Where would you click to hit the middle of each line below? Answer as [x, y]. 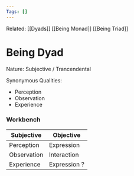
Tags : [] [17, 12]
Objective [67, 135]
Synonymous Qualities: [34, 80]
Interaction [64, 155]
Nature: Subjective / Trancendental [49, 69]
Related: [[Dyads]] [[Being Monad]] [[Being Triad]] [67, 28]
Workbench [23, 120]
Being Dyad [35, 52]
